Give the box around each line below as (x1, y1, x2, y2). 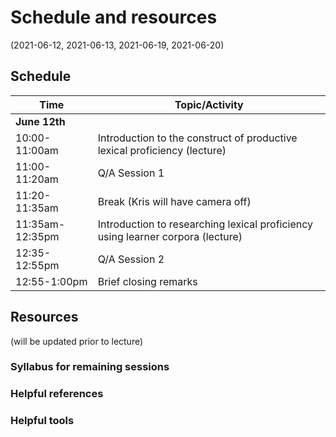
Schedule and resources (10, 6, 218, 29)
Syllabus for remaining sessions (10, 360, 170, 374)
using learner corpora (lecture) (97, 229, 243, 243)
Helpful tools (10, 414, 75, 428)
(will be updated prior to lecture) (10, 335, 144, 347)
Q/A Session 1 (97, 166, 165, 180)
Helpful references (10, 387, 104, 401)
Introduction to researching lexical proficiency (97, 217, 314, 231)
